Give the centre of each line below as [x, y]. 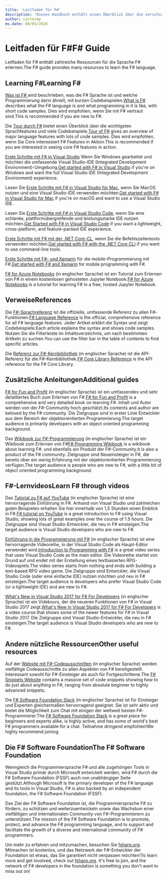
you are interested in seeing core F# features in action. [61, 147]
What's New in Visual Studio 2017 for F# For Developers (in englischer [77, 596]
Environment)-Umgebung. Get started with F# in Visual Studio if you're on [80, 167]
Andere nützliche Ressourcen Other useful [72, 644]
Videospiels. [18, 566]
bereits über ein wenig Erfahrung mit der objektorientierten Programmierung [83, 459]
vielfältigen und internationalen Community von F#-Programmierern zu [78, 814]
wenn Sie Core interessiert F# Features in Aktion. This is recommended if [79, 142]
